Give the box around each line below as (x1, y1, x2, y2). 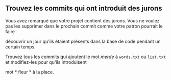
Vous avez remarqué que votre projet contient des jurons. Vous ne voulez (5, 17, 160, 23)
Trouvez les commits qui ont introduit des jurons (5, 4, 162, 13)
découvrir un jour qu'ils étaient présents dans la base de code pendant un (5, 38, 161, 44)
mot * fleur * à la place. (5, 69, 55, 75)
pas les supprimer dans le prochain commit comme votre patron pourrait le (5, 23, 163, 29)
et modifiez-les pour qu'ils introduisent (5, 59, 87, 65)
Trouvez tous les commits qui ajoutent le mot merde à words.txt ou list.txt (5, 54, 166, 60)
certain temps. (5, 43, 36, 50)
